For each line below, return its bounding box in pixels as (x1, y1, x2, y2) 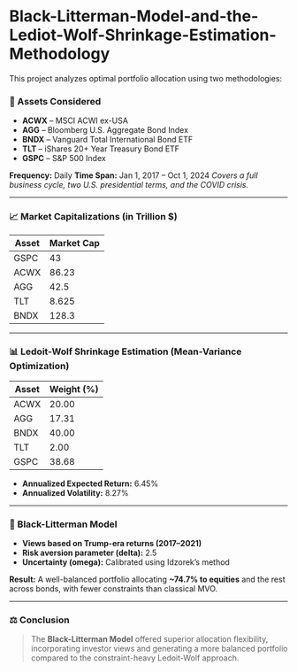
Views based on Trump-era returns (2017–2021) (21, 538, 202, 549)
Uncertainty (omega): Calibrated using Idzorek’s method (21, 557, 230, 568)
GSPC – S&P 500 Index (21, 153, 106, 164)
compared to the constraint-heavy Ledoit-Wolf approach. (30, 653, 240, 663)
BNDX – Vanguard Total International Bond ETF (21, 135, 193, 145)
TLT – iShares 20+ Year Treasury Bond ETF (21, 143, 179, 154)
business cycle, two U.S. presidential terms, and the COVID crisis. (9, 180, 249, 190)
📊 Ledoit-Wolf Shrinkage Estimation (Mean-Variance (9, 345, 242, 358)
